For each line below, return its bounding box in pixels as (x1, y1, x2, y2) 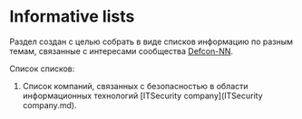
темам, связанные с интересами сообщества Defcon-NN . (9, 45, 234, 56)
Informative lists (9, 6, 135, 27)
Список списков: (9, 63, 75, 74)
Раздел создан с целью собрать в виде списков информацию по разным (9, 36, 293, 47)
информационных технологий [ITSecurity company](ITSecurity (22, 90, 263, 101)
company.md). (22, 99, 77, 110)
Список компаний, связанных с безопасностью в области (22, 80, 248, 91)
